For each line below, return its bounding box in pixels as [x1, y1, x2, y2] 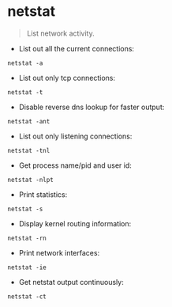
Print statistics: [18, 189, 68, 199]
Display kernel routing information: [18, 218, 132, 228]
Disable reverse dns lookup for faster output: [18, 102, 165, 112]
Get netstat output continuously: [18, 277, 124, 286]
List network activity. [26, 28, 95, 38]
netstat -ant [7, 117, 50, 125]
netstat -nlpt [7, 176, 54, 184]
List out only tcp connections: [18, 73, 116, 82]
